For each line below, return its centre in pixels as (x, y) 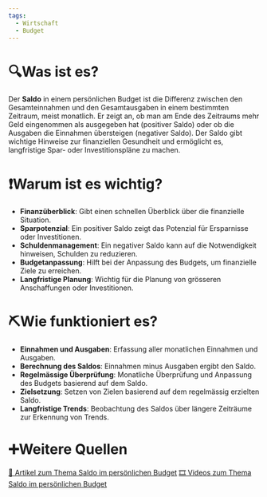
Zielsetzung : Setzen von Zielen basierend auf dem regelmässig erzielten (139, 392)
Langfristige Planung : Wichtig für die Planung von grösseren (120, 280)
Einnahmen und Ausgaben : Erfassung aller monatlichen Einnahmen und (139, 349)
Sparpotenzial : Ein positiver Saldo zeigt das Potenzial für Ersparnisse (134, 229)
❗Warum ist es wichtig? (86, 184)
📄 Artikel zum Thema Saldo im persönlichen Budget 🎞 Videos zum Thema (130, 473)
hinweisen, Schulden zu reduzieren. (79, 254)
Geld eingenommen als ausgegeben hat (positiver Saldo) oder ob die (122, 125)
